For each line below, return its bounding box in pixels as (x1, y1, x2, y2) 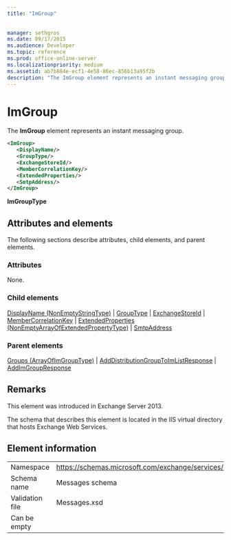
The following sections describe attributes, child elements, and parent (7, 236, 205, 244)
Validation (10, 493, 43, 503)
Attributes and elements (7, 217, 113, 229)
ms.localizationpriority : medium (7, 61, 103, 68)
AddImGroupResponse (7, 363, 71, 372)
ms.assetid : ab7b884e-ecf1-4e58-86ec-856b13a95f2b (7, 68, 155, 74)
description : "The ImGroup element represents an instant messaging (7, 74, 208, 81)
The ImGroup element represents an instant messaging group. (7, 127, 184, 135)
